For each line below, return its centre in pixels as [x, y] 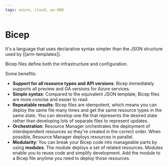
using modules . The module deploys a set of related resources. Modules [88, 147]
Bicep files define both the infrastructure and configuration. [67, 64]
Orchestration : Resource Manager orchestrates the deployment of [81, 126]
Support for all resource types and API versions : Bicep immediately [83, 83]
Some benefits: [21, 73]
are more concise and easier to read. [50, 99]
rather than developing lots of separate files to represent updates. [80, 121]
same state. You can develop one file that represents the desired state [85, 115]
